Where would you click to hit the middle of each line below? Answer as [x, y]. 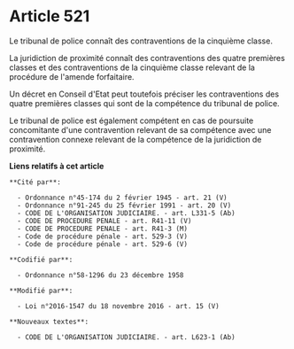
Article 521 [50, 16]
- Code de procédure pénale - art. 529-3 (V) [103, 237]
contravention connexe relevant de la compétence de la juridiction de [135, 139]
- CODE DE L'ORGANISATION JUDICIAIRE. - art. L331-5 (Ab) [127, 213]
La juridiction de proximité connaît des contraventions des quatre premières [147, 58]
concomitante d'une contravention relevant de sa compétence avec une [140, 129]
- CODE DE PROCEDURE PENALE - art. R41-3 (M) [103, 229]
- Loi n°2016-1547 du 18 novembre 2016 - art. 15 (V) [118, 306]
